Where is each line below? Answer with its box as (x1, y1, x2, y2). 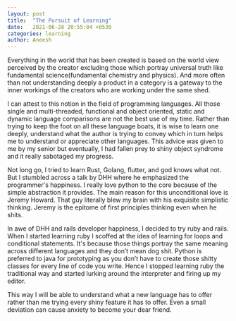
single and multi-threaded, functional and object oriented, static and (7, 107, 206, 116)
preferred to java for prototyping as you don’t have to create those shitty (7, 255, 217, 263)
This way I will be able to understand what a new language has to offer (7, 291, 213, 299)
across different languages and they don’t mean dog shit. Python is (7, 247, 202, 255)
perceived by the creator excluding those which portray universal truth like (7, 63, 224, 72)
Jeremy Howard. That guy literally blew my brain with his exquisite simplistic (7, 195, 229, 205)
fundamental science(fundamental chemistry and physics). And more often (7, 71, 225, 80)
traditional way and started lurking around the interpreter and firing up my (7, 269, 221, 278)
